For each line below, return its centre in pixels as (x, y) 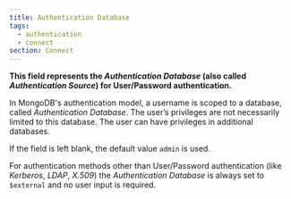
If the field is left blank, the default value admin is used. (110, 149)
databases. (30, 131)
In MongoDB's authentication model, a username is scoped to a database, (145, 103)
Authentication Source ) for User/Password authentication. (121, 86)
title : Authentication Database (69, 17)
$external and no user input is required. (83, 185)
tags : (19, 26)
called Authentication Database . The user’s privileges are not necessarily (145, 112)
